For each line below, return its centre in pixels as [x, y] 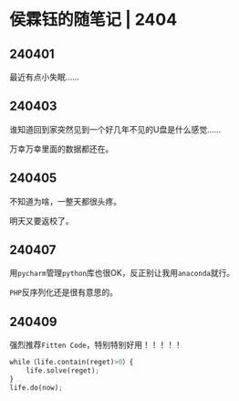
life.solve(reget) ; [63, 371]
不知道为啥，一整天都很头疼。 [65, 201]
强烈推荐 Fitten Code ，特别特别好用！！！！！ [96, 345]
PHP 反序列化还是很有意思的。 [64, 292]
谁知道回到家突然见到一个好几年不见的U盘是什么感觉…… [115, 129]
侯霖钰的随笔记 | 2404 [94, 20]
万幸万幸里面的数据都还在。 [62, 149]
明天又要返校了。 [42, 220]
